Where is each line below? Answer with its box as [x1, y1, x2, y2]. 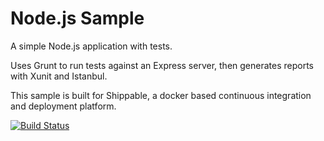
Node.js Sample [10, 7, 145, 30]
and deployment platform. [10, 100, 117, 112]
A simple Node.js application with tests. [10, 40, 173, 52]
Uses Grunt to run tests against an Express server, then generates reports [10, 59, 315, 71]
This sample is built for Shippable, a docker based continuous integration [10, 89, 312, 101]
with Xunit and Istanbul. [10, 70, 108, 82]
